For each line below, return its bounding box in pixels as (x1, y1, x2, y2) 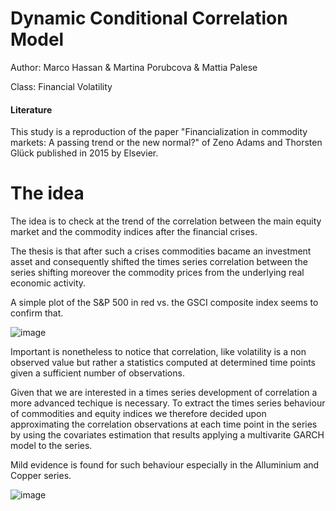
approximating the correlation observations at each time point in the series (10, 418, 318, 431)
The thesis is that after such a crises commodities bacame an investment (10, 245, 312, 257)
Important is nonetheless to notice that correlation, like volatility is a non (10, 346, 307, 358)
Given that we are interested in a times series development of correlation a (10, 387, 318, 399)
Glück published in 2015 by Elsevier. (10, 147, 159, 159)
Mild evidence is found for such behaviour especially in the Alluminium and (10, 459, 320, 471)
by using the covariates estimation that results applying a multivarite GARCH (10, 429, 325, 441)
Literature (10, 103, 53, 116)
